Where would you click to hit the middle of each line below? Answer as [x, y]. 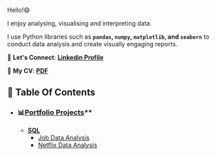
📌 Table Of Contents [51, 92]
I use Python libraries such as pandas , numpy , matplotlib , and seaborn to [108, 37]
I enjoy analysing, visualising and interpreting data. [80, 23]
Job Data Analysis [64, 137]
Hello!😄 [19, 10]
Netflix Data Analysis [67, 145]
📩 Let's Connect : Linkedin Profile [55, 57]
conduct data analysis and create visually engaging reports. [92, 44]
